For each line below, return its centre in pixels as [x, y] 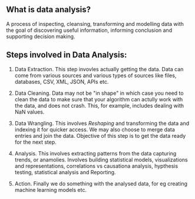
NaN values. [29, 112]
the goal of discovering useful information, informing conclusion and [89, 30]
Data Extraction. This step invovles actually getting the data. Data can [99, 69]
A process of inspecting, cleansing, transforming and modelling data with [95, 24]
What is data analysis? [49, 10]
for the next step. [36, 142]
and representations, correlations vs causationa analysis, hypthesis [96, 166]
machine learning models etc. [51, 190]
